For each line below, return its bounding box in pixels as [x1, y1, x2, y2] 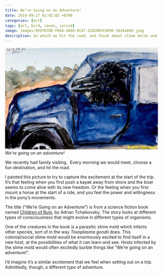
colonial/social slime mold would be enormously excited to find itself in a [5, 234, 150, 240]
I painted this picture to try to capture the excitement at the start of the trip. [5, 174, 155, 180]
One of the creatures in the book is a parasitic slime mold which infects [5, 223, 147, 229]
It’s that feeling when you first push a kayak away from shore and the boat [5, 179, 153, 185]
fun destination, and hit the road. [5, 164, 70, 170]
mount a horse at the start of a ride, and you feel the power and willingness [5, 189, 155, 195]
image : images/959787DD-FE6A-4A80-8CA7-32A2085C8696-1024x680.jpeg [5, 28, 145, 34]
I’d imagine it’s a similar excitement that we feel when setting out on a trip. [5, 259, 153, 265]
